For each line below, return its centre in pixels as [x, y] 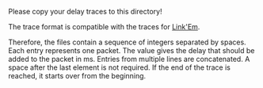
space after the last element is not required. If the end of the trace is [120, 67]
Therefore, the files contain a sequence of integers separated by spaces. [128, 42]
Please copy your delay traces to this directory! [85, 11]
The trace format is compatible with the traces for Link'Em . [104, 27]
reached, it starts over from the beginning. [77, 76]
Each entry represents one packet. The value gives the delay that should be [131, 50]
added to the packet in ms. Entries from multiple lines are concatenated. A [129, 59]
